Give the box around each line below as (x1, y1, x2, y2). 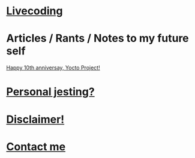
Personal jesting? (6, 85, 95, 99)
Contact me (6, 139, 66, 153)
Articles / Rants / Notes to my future (6, 32, 189, 45)
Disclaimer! (6, 113, 65, 126)
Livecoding (6, 4, 63, 18)
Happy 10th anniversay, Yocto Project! (6, 64, 100, 71)
